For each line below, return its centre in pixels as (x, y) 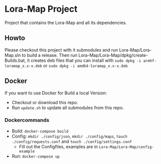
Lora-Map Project (41, 9)
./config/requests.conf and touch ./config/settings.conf (72, 141)
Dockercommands (27, 120)
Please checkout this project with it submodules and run (61, 50)
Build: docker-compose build (40, 131)
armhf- (150, 61)
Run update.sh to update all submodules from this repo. (68, 108)
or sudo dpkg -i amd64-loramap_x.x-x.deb (85, 65)
